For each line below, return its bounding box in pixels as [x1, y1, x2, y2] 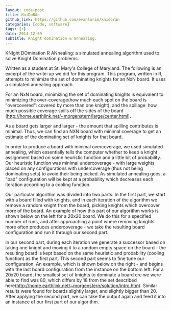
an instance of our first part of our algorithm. [5, 299, 100, 305]
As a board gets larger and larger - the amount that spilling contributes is [5, 123, 159, 129]
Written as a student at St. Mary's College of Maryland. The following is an [5, 65, 162, 71]
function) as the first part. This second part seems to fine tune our [5, 255, 144, 262]
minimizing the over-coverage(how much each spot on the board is [5, 96, 147, 102]
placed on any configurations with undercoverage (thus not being [5, 165, 143, 171]
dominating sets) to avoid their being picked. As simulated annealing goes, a [5, 170, 166, 176]
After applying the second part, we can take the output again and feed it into [5, 293, 166, 299]
